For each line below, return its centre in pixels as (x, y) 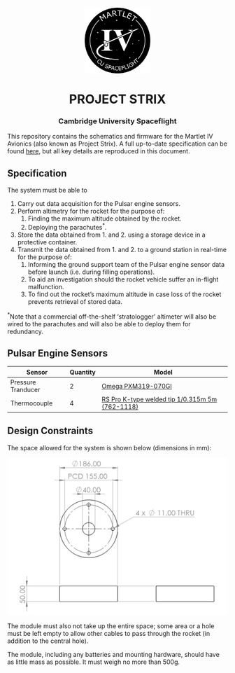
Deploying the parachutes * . (67, 227)
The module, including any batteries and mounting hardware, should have (114, 655)
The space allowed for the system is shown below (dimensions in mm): (109, 447)
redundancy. (26, 331)
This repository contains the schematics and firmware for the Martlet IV (110, 137)
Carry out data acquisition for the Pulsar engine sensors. (99, 204)
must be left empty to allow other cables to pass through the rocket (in (109, 634)
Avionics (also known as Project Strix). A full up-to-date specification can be (117, 144)
